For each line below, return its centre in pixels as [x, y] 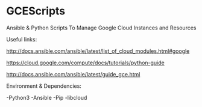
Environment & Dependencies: [44, 86]
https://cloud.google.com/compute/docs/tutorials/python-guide [85, 63]
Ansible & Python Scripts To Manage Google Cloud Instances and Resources [101, 28]
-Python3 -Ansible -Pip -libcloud [47, 97]
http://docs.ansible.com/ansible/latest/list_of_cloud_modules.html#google [98, 51]
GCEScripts [36, 11]
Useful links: [22, 39]
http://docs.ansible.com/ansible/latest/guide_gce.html [73, 74]
